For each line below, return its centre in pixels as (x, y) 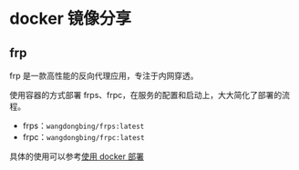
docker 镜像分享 (71, 19)
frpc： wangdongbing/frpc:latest (83, 137)
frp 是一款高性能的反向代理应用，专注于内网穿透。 (104, 75)
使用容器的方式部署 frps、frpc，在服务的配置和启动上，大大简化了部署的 (146, 95)
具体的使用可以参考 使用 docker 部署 (77, 156)
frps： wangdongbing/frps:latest (83, 125)
